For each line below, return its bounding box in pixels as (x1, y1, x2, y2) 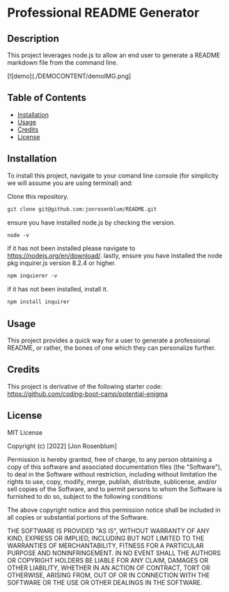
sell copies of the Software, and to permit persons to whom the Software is (7, 485, 223, 493)
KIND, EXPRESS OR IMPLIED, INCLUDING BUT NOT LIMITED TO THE (7, 534, 205, 542)
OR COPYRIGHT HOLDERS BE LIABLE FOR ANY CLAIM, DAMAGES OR (7, 556, 209, 564)
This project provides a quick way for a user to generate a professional (7, 336, 210, 344)
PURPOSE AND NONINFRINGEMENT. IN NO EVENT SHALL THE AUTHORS (7, 548, 221, 557)
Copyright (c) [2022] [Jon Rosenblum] (7, 442, 117, 450)
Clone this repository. (7, 192, 69, 200)
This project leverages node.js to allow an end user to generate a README (7, 51, 221, 59)
